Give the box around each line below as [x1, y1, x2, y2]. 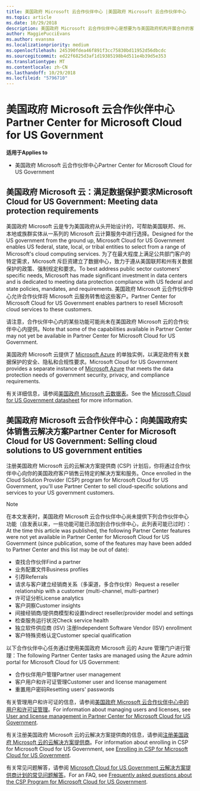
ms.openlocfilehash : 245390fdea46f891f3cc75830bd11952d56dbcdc [6, 48, 167, 54]
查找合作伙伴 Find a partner [14, 558, 82, 565]
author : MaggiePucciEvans [6, 31, 70, 37]
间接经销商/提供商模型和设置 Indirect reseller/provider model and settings [14, 609, 193, 616]
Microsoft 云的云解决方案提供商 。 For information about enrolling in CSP [12, 739, 189, 746]
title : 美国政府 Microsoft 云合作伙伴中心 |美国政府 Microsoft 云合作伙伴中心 [6, 8, 186, 15]
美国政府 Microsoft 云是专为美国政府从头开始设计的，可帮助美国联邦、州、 [6, 222, 189, 229]
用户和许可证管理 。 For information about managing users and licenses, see [6, 706, 191, 713]
